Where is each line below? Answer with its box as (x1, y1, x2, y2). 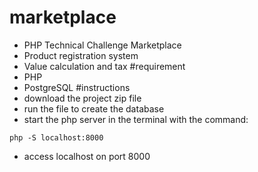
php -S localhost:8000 (9, 132, 104, 143)
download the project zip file (23, 92, 142, 104)
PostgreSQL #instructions (23, 81, 131, 93)
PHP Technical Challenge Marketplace (23, 39, 182, 51)
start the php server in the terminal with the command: (23, 113, 249, 125)
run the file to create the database (23, 102, 165, 115)
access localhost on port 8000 (23, 150, 151, 162)
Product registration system (23, 49, 139, 61)
